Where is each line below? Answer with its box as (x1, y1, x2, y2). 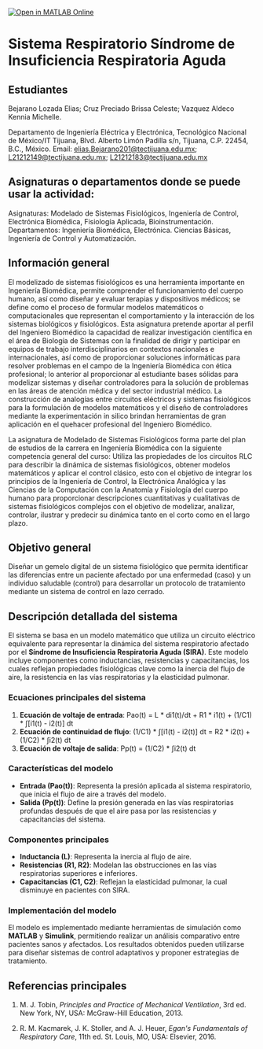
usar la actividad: (8, 187, 95, 201)
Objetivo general (8, 541, 92, 555)
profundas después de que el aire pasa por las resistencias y (19, 806, 217, 815)
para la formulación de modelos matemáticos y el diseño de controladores (8, 402, 249, 412)
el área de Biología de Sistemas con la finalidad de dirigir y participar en (8, 335, 241, 345)
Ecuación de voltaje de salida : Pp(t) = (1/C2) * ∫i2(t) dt (19, 744, 196, 753)
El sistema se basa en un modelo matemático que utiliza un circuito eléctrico (8, 630, 256, 641)
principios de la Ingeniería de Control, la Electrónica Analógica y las (8, 476, 226, 486)
